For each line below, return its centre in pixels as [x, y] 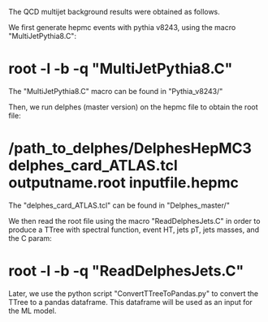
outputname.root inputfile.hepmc [124, 183]
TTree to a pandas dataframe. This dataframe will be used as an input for [131, 302]
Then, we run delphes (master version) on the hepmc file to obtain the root [133, 107]
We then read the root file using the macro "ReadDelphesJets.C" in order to [134, 221]
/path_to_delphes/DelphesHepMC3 [130, 148]
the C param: [30, 238]
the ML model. [32, 311]
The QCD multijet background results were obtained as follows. [115, 12]
